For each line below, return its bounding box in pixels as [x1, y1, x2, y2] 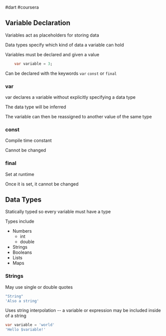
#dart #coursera [5, 5, 39, 10]
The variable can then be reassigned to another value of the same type [5, 113, 152, 119]
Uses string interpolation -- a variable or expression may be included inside [5, 307, 161, 313]
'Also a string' [5, 298, 39, 303]
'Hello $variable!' [5, 327, 46, 332]
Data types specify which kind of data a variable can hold [5, 42, 124, 48]
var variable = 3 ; [14, 61, 53, 66]
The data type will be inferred [5, 104, 66, 110]
